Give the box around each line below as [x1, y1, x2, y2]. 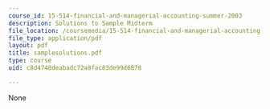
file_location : [8, 26, 59, 34]
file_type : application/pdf [8, 34, 103, 42]
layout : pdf [8, 42, 48, 50]
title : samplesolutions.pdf [8, 49, 103, 57]
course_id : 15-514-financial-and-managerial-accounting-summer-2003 [8, 11, 243, 20]
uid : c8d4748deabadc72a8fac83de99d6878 [8, 64, 142, 72]
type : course [8, 57, 52, 65]
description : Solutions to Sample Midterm [8, 19, 153, 27]
